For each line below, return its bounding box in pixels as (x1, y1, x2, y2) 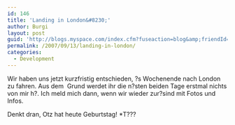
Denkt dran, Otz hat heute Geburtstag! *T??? (7, 110, 136, 118)
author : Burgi (7, 23, 49, 30)
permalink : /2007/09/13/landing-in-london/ (7, 42, 136, 49)
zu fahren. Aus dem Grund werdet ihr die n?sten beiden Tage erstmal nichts (7, 81, 227, 90)
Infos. (7, 97, 24, 105)
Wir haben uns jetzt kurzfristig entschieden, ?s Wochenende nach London (7, 74, 221, 83)
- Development (13, 56, 55, 62)
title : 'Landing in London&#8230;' (7, 17, 111, 24)
